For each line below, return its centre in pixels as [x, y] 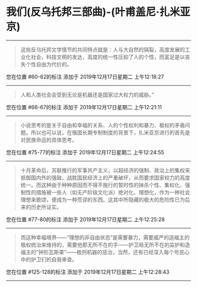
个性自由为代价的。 [49, 64]
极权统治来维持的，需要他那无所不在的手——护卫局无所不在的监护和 [103, 245]
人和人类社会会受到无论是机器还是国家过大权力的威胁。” [87, 94]
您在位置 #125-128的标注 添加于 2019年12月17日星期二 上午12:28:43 [88, 272]
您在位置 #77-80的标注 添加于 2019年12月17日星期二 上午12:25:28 [86, 219]
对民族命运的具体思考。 [49, 140]
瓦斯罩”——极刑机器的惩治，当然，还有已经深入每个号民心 [119, 252]
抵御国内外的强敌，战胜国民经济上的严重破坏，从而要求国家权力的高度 [105, 177]
